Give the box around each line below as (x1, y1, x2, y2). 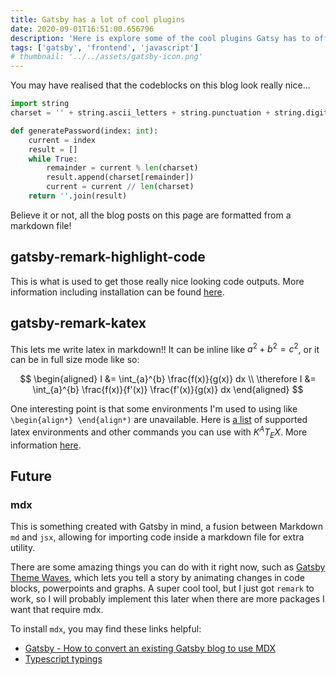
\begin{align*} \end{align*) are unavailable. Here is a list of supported (10, 414, 308, 426)
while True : (28, 154, 78, 164)
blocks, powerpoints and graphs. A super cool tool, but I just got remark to (10, 582, 315, 595)
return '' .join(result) (28, 191, 128, 201)
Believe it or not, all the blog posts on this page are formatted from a (10, 209, 292, 221)
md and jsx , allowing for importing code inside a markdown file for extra (10, 531, 305, 543)
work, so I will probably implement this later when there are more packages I (10, 593, 325, 605)
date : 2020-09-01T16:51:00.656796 (10, 24, 155, 34)
